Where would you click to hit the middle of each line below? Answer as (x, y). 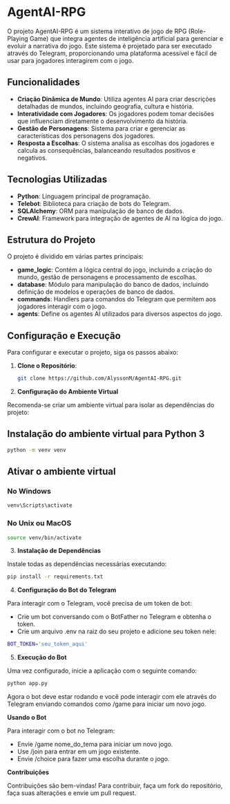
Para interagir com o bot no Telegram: (61, 731)
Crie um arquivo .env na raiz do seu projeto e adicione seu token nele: (117, 632)
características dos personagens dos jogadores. (86, 135)
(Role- (197, 31)
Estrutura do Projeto (51, 240)
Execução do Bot (42, 657)
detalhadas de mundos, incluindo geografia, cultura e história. (105, 106)
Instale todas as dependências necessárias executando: (87, 564)
